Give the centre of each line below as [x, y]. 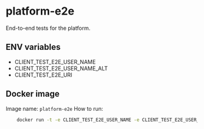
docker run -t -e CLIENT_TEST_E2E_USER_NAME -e [78, 120]
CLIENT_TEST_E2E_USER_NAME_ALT [61, 68]
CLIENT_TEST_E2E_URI [43, 75]
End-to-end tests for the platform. [48, 28]
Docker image [33, 94]
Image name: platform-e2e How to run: [55, 108]
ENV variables [33, 47]
